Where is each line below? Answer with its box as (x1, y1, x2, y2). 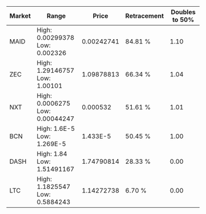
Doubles (170, 8, 196, 16)
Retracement (125, 12, 164, 20)
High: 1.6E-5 (36, 125, 75, 133)
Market (9, 12, 31, 20)
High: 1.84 (36, 150, 67, 158)
